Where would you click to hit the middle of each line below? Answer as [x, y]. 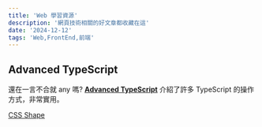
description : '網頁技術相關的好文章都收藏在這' [79, 23]
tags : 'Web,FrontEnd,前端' [51, 37]
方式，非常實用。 [36, 99]
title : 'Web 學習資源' [43, 15]
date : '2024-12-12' [40, 30]
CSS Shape [26, 115]
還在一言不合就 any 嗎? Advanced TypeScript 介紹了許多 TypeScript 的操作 [131, 90]
